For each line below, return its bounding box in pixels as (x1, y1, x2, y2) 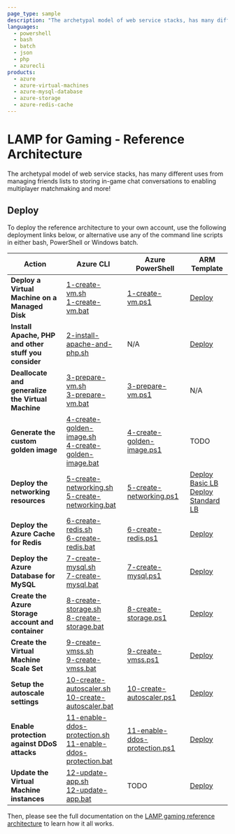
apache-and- (66, 339, 113, 348)
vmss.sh (66, 646, 94, 656)
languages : (7, 23, 39, 30)
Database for (10, 571, 55, 581)
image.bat (66, 458, 99, 467)
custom (10, 436, 37, 446)
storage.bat (66, 621, 104, 631)
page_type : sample (7, 10, 61, 17)
